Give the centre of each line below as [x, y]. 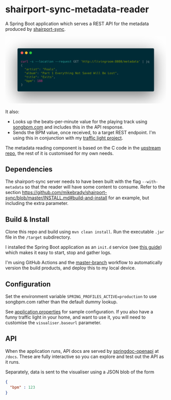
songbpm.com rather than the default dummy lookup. [62, 302]
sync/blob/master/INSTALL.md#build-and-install [56, 198]
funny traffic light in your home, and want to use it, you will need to [76, 317]
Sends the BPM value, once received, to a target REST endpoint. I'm [84, 132]
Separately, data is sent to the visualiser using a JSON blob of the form [80, 372]
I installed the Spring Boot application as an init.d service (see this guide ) [84, 247]
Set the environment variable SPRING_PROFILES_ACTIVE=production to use [81, 297]
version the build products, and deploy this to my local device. [71, 268]
